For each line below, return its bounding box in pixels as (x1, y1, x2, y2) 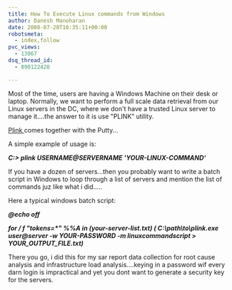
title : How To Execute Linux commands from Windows (8, 10, 165, 18)
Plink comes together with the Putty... (8, 125, 118, 134)
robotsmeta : (8, 30, 44, 38)
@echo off (8, 209, 40, 218)
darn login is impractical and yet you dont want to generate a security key (8, 268, 225, 276)
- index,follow (14, 37, 60, 44)
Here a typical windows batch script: (8, 196, 116, 204)
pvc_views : (8, 43, 41, 51)
